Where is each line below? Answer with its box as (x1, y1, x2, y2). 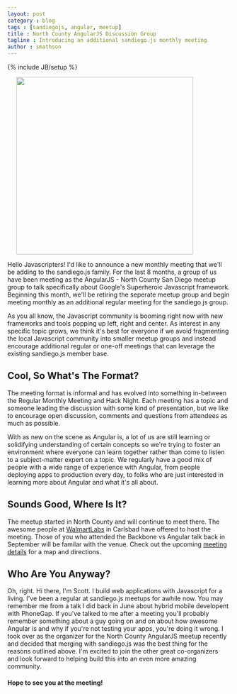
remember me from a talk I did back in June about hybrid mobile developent (7, 602, 229, 610)
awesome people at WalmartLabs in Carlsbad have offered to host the (7, 524, 211, 533)
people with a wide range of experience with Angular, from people (7, 463, 200, 471)
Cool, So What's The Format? (7, 370, 139, 382)
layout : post (7, 10, 46, 18)
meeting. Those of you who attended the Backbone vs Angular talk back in (7, 532, 225, 541)
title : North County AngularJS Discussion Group (7, 30, 157, 38)
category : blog (7, 17, 55, 24)
